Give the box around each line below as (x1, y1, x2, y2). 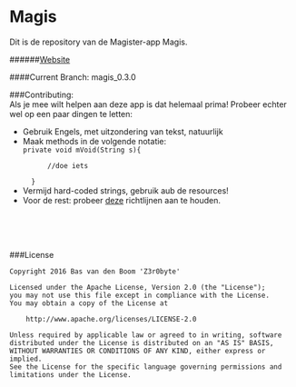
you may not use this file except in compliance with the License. (9, 291, 271, 300)
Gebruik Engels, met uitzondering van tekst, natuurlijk (22, 125, 224, 137)
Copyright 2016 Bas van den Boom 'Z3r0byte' (9, 266, 181, 276)
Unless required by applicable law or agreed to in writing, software (9, 330, 282, 340)
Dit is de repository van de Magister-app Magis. (9, 36, 188, 47)
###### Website (9, 54, 71, 64)
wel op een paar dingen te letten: (9, 108, 133, 119)
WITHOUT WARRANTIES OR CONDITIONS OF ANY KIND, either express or (9, 346, 266, 355)
